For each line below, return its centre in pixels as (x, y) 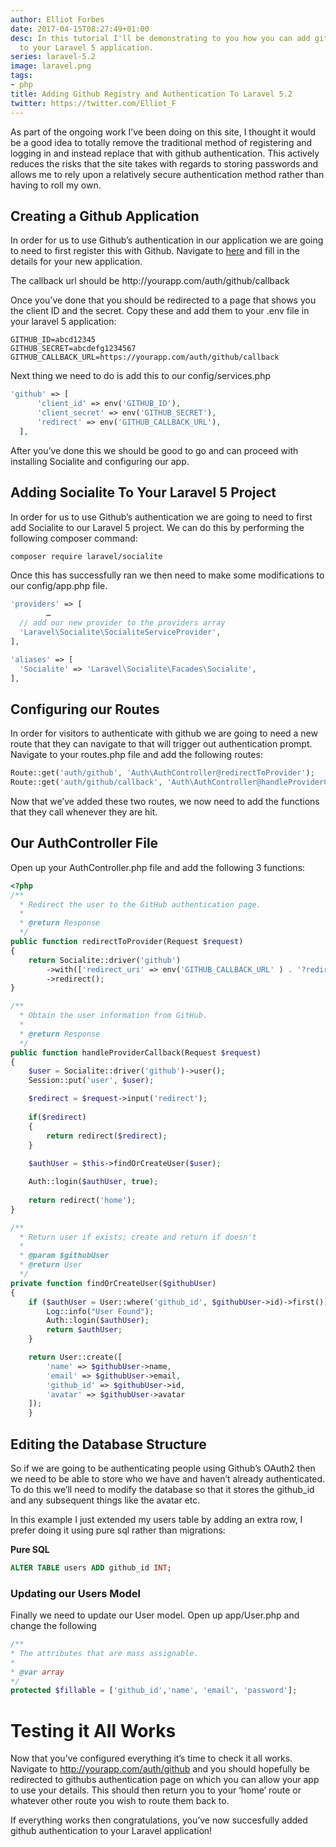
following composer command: (74, 538)
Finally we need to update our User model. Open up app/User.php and (155, 1615)
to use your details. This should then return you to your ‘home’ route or (156, 1790)
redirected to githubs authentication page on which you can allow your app (165, 1780)
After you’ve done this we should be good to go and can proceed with (154, 450)
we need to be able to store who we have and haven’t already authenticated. (168, 1478)
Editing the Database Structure (108, 1444)
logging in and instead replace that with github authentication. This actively (165, 153)
